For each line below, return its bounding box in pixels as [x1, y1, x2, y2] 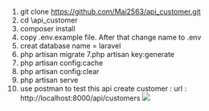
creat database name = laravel [19, 41, 121, 51]
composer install [19, 24, 76, 33]
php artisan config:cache [19, 58, 104, 68]
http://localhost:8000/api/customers [19, 93, 141, 103]
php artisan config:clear [19, 67, 100, 76]
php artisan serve [19, 76, 79, 84]
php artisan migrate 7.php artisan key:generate [19, 50, 175, 59]
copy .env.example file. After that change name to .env [19, 32, 202, 42]
